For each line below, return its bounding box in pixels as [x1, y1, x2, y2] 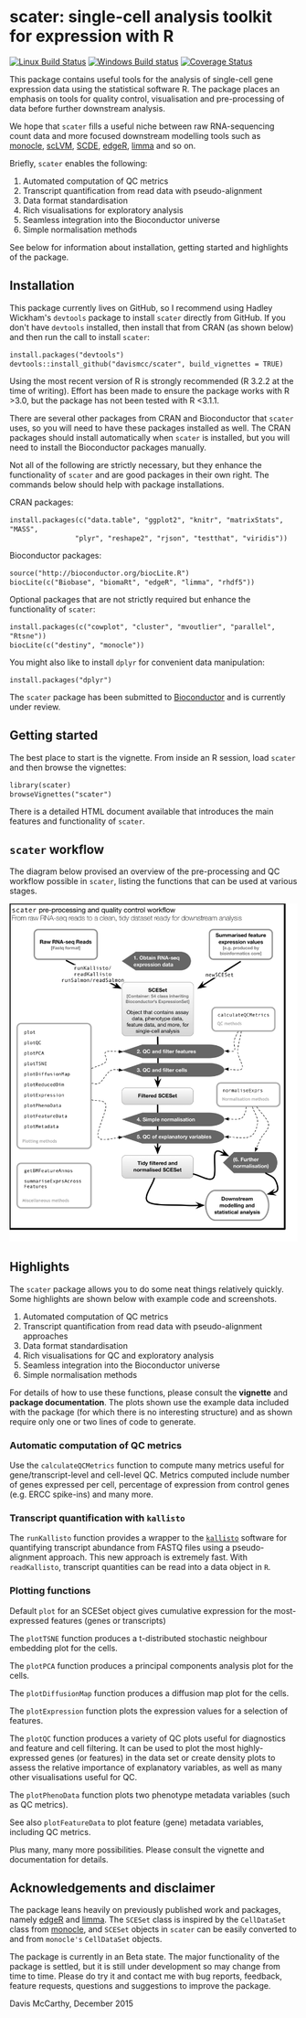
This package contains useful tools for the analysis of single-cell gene [9, 73, 274, 84]
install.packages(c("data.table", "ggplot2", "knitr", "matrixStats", [9, 515, 284, 525]
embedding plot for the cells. [9, 1642, 119, 1653]
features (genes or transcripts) [50, 1615, 166, 1626]
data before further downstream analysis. [9, 102, 166, 113]
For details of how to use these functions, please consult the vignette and [9, 1387, 288, 1398]
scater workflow [9, 841, 105, 857]
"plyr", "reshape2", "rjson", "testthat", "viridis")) [74, 533, 288, 543]
